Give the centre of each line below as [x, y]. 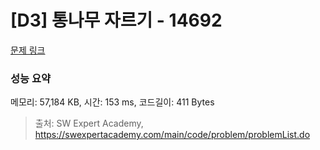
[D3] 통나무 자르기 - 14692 [116, 20]
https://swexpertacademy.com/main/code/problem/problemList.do [172, 135]
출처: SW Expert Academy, [89, 123]
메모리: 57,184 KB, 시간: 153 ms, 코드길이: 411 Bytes [112, 102]
